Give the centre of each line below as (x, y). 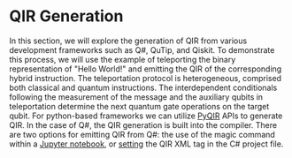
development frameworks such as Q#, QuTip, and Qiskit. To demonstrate (142, 49)
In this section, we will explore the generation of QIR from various (128, 41)
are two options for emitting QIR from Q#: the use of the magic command (142, 134)
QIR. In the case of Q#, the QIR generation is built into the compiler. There (143, 124)
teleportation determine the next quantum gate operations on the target (139, 106)
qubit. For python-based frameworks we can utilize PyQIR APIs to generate (146, 116)
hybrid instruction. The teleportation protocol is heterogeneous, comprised (145, 78)
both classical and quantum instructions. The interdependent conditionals (143, 87)
